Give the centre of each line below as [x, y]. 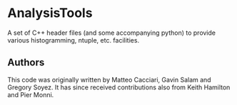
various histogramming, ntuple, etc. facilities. [74, 40]
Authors [26, 63]
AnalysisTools [50, 13]
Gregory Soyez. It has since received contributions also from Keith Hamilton [119, 87]
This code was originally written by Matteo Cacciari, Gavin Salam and [110, 79]
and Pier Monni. [31, 94]
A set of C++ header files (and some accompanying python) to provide [112, 33]
